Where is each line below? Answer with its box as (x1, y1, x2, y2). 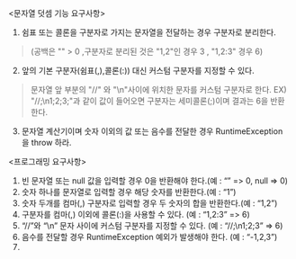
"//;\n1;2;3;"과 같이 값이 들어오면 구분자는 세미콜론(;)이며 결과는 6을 (30, 95, 269, 106)
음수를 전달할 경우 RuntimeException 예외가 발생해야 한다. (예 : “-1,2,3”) (21, 232, 278, 242)
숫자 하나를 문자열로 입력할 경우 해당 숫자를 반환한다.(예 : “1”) (21, 187, 237, 197)
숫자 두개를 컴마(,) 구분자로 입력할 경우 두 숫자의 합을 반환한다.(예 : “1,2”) (21, 198, 278, 209)
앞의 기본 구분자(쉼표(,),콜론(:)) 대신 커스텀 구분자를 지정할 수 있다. (21, 66, 255, 76)
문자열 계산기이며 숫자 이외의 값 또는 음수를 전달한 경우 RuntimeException (21, 126, 283, 137)
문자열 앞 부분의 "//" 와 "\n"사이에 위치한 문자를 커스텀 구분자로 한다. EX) (30, 85, 287, 94)
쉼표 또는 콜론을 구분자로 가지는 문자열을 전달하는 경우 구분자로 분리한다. (21, 27, 276, 38)
